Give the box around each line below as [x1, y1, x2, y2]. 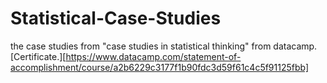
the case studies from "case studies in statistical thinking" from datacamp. [10, 40, 318, 52]
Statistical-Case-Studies [10, 7, 222, 30]
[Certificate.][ [10, 50, 67, 62]
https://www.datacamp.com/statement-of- [65, 50, 242, 62]
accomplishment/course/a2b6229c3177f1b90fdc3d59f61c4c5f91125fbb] [10, 61, 310, 73]
